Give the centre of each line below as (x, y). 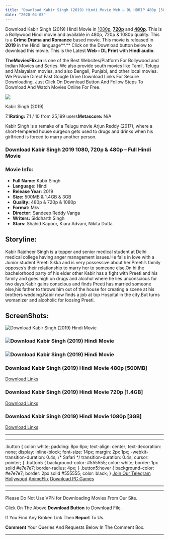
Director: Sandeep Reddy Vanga (46, 213)
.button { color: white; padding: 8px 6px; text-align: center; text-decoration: (83, 447)
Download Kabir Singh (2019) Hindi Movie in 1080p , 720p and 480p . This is (83, 29)
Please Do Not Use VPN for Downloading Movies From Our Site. (71, 498)
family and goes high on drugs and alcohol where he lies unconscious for (81, 278)
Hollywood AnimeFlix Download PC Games (50, 479)
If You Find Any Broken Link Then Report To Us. (55, 518)
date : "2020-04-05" (26, 15)
